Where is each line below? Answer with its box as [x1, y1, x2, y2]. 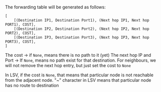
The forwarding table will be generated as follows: [5, 4, 106, 10]
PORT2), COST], [5, 31, 36, 36]
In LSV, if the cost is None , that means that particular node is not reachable [5, 72, 154, 78]
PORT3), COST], [5, 39, 36, 44]
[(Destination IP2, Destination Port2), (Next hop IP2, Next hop [14, 26, 150, 31]
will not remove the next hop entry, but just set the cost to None [5, 63, 131, 68]
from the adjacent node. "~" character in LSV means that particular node [5, 77, 151, 83]
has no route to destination [5, 83, 59, 88]
